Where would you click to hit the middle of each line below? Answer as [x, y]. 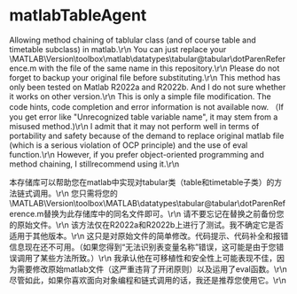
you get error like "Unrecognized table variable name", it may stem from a [144, 117]
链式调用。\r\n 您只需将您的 [67, 193]
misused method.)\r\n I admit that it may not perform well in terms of [134, 126]
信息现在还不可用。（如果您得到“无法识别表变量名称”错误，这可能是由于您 [143, 247]
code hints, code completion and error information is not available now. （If [146, 106]
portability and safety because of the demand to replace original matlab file [147, 135]
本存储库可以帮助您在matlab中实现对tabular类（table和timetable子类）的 [142, 182]
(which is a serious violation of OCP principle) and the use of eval [129, 145]
